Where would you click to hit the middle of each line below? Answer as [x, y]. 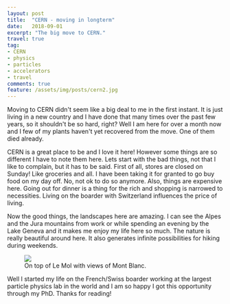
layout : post [26, 13]
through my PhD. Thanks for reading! [59, 294]
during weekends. [33, 246]
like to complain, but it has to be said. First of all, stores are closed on [105, 167]
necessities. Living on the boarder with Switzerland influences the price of [112, 196]
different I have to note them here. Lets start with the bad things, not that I [112, 159]
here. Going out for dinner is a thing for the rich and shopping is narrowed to [115, 189]
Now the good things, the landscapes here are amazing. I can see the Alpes [114, 216]
